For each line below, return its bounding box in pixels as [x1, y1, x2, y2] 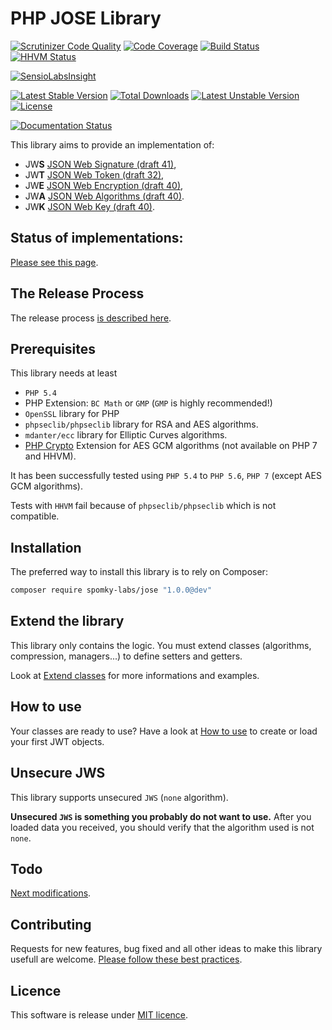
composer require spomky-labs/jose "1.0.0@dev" [10, 585, 213, 596]
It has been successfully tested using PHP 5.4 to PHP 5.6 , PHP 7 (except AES [10, 470, 322, 482]
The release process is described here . [10, 312, 172, 324]
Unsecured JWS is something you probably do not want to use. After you [10, 810, 312, 822]
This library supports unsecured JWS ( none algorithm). [10, 791, 229, 803]
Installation [10, 539, 82, 556]
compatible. [10, 510, 60, 522]
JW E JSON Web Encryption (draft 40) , [24, 179, 184, 191]
